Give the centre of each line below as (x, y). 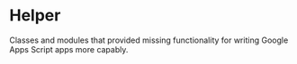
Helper (35, 16)
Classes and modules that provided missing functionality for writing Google (149, 40)
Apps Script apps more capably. (69, 49)
